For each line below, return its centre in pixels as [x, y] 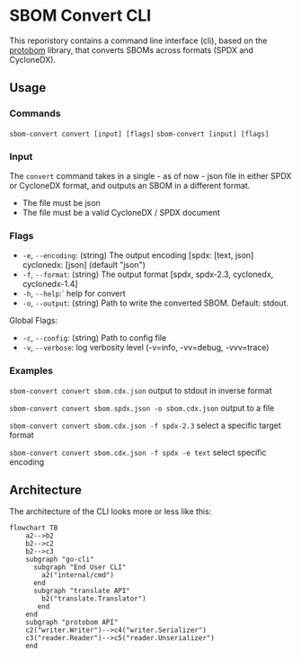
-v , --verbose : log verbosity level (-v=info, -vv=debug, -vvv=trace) [146, 348]
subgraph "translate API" [81, 591]
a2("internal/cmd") [78, 575]
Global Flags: [34, 321]
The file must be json [61, 202]
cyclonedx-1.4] [50, 284]
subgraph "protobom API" [72, 622]
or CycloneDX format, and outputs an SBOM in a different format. [130, 185]
